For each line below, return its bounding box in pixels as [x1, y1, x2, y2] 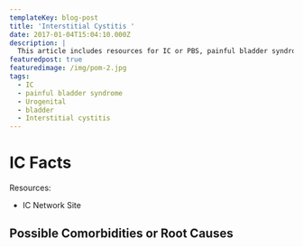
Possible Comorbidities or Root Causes [9, 226, 234, 242]
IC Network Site [22, 200, 81, 211]
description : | [9, 38, 67, 48]
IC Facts [9, 152, 72, 173]
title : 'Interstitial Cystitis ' [9, 22, 135, 31]
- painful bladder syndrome [17, 88, 124, 97]
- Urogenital [17, 96, 67, 106]
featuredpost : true [9, 55, 83, 64]
